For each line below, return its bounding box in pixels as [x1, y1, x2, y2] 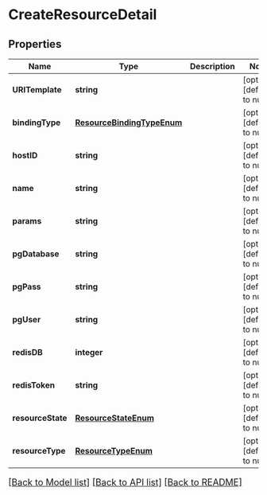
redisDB [12, 347, 44, 357]
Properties [8, 37, 62, 51]
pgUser [12, 314, 41, 325]
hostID [12, 150, 38, 161]
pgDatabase [12, 248, 60, 259]
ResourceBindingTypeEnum [75, 117, 183, 128]
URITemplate [12, 84, 62, 95]
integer [75, 347, 103, 357]
